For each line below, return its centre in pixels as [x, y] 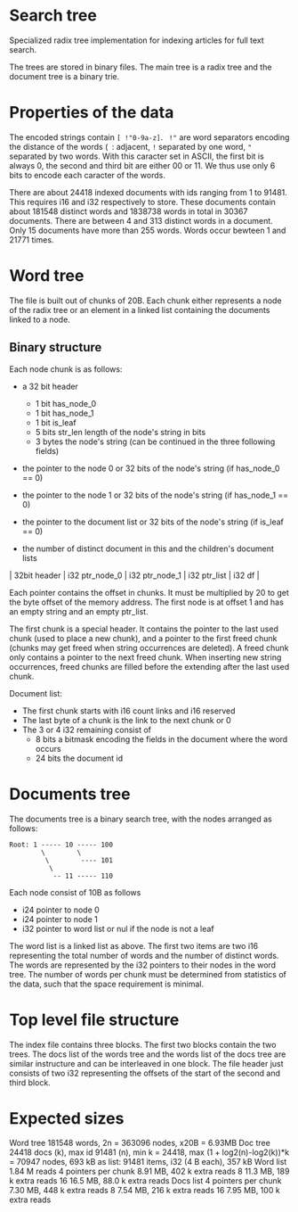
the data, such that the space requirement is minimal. [107, 984]
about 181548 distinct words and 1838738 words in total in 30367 [129, 211]
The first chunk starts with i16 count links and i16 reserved [129, 711]
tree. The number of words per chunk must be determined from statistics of [148, 974]
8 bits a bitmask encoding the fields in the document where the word [161, 739]
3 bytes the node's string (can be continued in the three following [155, 441]
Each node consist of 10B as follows [75, 892]
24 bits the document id [79, 758]
